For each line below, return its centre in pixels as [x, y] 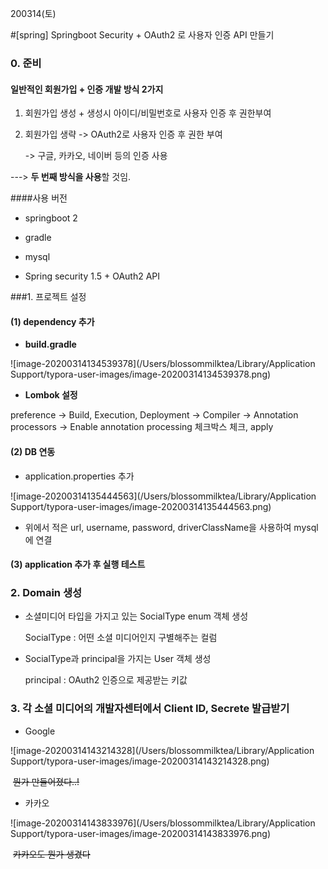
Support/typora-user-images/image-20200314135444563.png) [141, 506]
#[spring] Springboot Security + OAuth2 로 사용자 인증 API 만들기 [142, 35]
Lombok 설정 [51, 395]
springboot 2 [51, 218]
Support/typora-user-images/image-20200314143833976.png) [141, 833]
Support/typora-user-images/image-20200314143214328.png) [140, 761]
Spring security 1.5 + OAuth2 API [92, 276]
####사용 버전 [39, 198]
